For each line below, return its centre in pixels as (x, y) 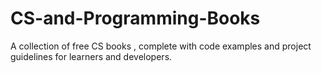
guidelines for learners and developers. (91, 56)
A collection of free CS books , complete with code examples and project (161, 46)
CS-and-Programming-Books (135, 18)
